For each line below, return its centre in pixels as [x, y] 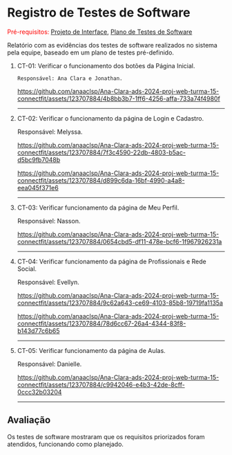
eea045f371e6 [38, 188]
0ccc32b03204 [39, 392]
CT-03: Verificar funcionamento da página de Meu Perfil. [98, 208]
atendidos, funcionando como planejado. [66, 444]
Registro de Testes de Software [99, 13]
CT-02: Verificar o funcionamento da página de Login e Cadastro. [110, 118]
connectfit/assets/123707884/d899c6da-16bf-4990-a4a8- [101, 180]
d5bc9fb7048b [39, 159]
